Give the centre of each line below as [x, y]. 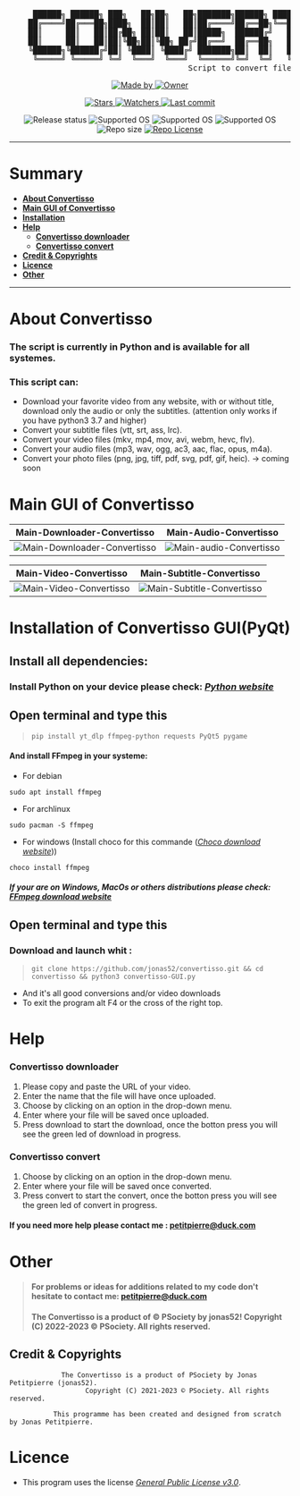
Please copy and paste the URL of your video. [107, 1086]
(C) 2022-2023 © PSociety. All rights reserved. [121, 1326]
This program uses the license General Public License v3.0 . [131, 1482]
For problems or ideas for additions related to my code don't [145, 1287]
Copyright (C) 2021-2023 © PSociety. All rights [177, 1390]
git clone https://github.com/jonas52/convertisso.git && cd [147, 969]
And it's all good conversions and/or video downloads [121, 993]
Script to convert [228, 68]
